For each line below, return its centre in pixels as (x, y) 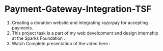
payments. (22, 27)
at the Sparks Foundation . (38, 38)
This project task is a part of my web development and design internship (85, 33)
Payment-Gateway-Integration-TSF (78, 9)
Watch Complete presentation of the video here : (61, 43)
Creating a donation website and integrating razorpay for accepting (80, 23)
